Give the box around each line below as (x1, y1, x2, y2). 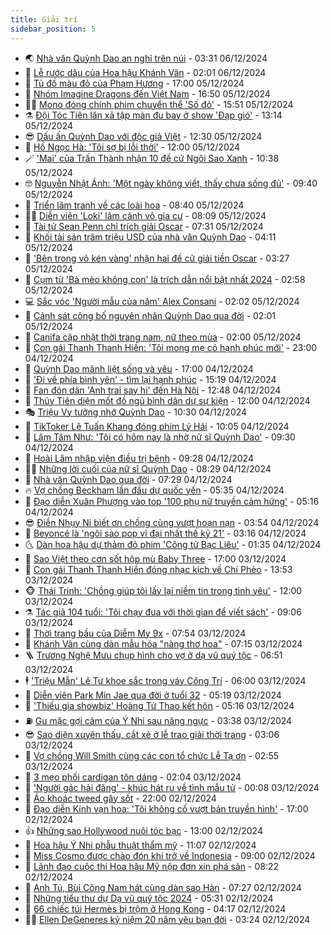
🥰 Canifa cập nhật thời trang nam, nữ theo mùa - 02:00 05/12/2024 (24, 331, 302, 343)
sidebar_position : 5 (10, 24, 97, 34)
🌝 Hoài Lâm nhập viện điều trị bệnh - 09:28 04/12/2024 (24, 452, 254, 464)
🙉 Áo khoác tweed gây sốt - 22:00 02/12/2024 (24, 792, 217, 804)
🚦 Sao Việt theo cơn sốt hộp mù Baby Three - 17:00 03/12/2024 (24, 552, 287, 565)
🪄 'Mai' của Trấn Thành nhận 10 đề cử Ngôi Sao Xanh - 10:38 (24, 152, 280, 164)
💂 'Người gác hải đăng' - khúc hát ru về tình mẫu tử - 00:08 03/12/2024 (24, 781, 320, 793)
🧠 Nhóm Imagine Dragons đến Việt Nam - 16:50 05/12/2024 (24, 87, 271, 100)
